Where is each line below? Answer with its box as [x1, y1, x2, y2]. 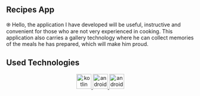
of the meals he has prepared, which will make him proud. [6, 40, 149, 47]
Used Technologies [6, 58, 79, 68]
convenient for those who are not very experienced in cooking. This [6, 27, 173, 35]
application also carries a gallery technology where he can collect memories [6, 34, 194, 41]
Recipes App [6, 5, 55, 15]
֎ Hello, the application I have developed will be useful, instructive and [6, 21, 181, 28]
